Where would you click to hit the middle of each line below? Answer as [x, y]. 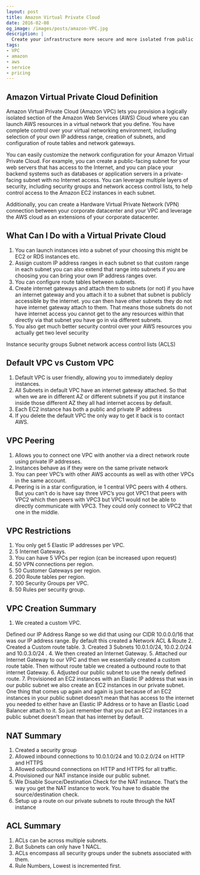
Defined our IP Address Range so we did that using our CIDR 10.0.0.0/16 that [100, 634]
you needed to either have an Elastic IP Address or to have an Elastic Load [98, 704]
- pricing [19, 73]
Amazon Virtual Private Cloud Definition [82, 97]
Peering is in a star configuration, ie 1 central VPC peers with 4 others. [101, 487]
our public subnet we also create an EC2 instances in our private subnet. [96, 685]
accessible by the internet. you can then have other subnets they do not [103, 301]
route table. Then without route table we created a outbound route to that [96, 666]
